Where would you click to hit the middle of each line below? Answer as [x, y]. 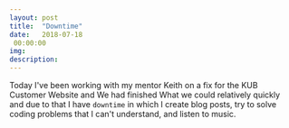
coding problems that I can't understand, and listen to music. [123, 114]
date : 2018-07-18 [46, 34]
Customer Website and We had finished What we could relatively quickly [145, 95]
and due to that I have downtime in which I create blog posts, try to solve [143, 104]
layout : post [34, 18]
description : [34, 59]
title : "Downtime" [46, 26]
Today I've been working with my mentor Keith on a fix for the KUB [134, 85]
